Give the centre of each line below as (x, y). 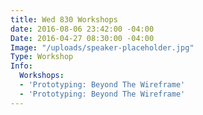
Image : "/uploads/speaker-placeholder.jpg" (102, 47)
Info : (21, 66)
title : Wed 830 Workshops (64, 19)
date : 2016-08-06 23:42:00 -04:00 (82, 29)
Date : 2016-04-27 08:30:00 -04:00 (82, 38)
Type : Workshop (42, 57)
